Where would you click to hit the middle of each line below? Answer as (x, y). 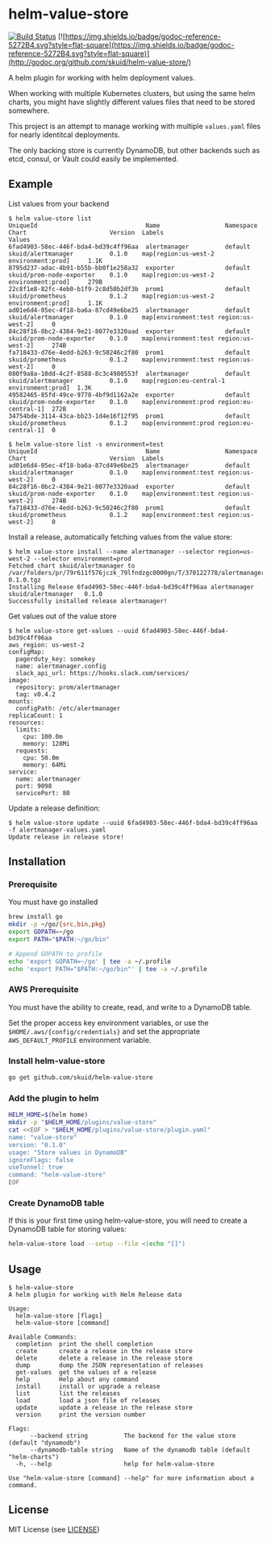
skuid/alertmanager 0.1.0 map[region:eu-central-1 (117, 381)
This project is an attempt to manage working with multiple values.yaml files (134, 126)
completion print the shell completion (84, 1344)
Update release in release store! (67, 837)
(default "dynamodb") (45, 1443)
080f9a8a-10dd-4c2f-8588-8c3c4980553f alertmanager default (129, 373)
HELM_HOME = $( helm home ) (48, 1115)
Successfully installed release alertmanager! (88, 601)
